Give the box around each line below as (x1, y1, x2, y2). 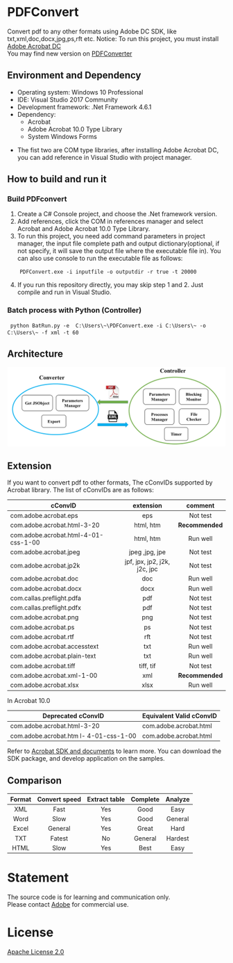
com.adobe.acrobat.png (10, 613, 79, 622)
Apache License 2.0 (7, 948, 64, 956)
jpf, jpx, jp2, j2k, (124, 558, 171, 566)
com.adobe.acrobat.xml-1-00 (10, 671, 98, 679)
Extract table (87, 795, 126, 803)
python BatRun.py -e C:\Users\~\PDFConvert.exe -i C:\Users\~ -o (10, 322, 207, 329)
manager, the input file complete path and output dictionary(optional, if (17, 239, 220, 248)
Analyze (165, 795, 190, 803)
